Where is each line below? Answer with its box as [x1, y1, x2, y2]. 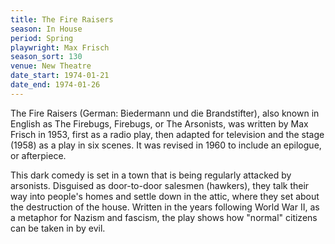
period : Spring [10, 33, 74, 43]
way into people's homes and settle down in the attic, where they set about [10, 190, 320, 202]
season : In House [10, 24, 83, 34]
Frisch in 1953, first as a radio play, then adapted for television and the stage [10, 128, 325, 140]
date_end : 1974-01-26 [10, 80, 101, 90]
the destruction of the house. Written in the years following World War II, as [10, 201, 320, 213]
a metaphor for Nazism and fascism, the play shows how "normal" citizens [10, 211, 318, 223]
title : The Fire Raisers [10, 14, 114, 25]
